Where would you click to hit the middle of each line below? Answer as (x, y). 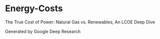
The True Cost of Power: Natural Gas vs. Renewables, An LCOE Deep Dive (80, 22)
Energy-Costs (34, 9)
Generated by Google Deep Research (43, 31)
